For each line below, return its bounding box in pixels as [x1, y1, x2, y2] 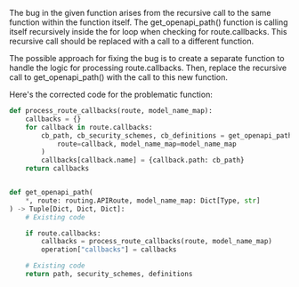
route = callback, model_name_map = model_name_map [56, 140, 238, 148]
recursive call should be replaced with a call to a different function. [9, 36, 255, 46]
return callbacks [25, 164, 90, 173]
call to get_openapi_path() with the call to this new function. [9, 72, 229, 83]
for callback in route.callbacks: [25, 123, 153, 132]
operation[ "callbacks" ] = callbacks [41, 245, 177, 254]
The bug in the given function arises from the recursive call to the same [9, 8, 271, 18]
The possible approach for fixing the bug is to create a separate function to [9, 53, 285, 63]
